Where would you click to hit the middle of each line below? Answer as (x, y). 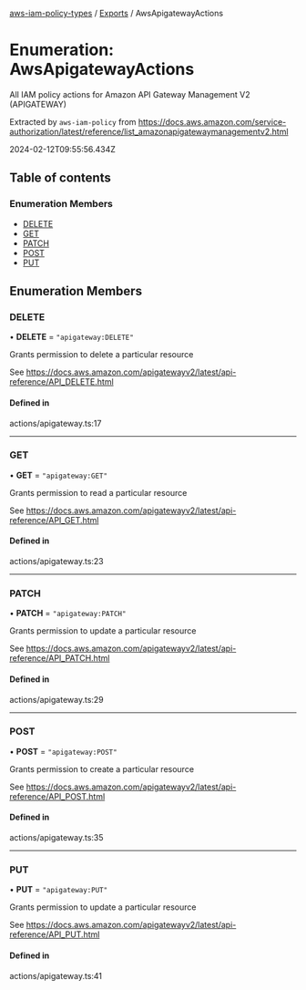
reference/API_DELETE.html (61, 382)
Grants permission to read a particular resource (98, 492)
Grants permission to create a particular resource (102, 768)
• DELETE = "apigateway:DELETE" (71, 337)
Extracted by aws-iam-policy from (73, 121)
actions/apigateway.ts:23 (57, 562)
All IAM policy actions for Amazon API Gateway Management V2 (130, 94)
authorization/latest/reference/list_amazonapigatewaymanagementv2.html (149, 131)
